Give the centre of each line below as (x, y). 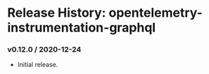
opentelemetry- (156, 13)
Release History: (57, 13)
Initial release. (38, 65)
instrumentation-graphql (82, 28)
